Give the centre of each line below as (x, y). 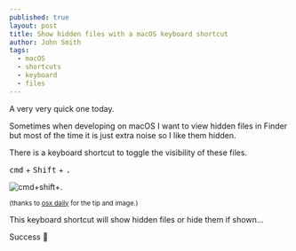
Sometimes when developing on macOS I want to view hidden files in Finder (148, 126)
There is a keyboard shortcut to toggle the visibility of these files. (128, 153)
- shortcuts (40, 67)
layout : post (33, 26)
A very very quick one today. (62, 108)
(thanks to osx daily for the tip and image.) (74, 203)
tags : (19, 51)
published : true (39, 17)
